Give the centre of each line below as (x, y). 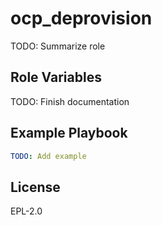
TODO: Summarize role (58, 46)
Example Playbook (69, 133)
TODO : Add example (48, 156)
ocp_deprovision (81, 18)
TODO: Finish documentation (70, 101)
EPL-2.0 (26, 211)
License (35, 187)
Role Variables (56, 77)
